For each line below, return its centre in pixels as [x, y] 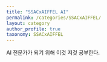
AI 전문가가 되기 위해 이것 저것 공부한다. [53, 53]
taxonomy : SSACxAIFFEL [35, 35]
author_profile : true [34, 29]
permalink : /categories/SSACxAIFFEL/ [54, 18]
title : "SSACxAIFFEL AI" [37, 12]
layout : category [28, 23]
